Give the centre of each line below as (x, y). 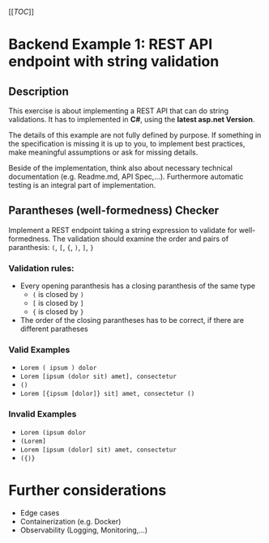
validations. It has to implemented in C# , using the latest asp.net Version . (132, 119)
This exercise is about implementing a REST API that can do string (119, 111)
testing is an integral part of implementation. (82, 185)
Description (38, 91)
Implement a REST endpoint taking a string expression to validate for (123, 230)
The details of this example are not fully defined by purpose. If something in (135, 135)
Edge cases (40, 512)
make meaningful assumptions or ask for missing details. (103, 152)
